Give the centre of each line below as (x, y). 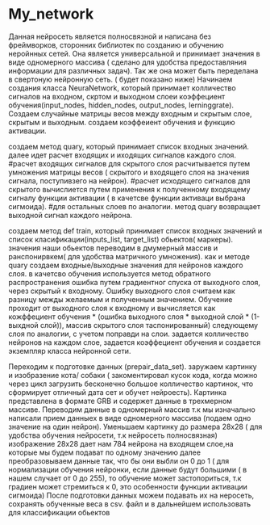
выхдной (23, 325)
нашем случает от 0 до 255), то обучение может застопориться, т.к (125, 478)
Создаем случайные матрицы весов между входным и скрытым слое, (130, 113)
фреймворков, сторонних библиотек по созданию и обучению (116, 44)
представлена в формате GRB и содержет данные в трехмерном (120, 401)
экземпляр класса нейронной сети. (70, 351)
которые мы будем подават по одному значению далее (105, 452)
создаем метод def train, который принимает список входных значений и (135, 230)
